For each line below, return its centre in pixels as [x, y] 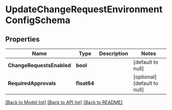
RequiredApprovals [32, 83]
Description [114, 53]
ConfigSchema [38, 20]
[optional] [145, 77]
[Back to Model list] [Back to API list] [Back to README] [64, 102]
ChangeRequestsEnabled [39, 65]
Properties [23, 39]
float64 [85, 83]
